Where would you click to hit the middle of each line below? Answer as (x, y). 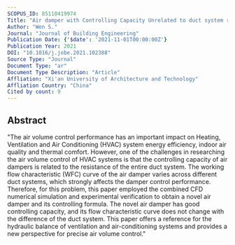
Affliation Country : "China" (50, 85)
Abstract (27, 120)
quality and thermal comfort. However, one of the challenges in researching (116, 152)
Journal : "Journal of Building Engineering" (73, 33)
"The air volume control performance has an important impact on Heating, (114, 136)
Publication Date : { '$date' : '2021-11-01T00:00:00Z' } (87, 40)
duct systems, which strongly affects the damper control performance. (109, 181)
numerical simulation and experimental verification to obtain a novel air (109, 196)
